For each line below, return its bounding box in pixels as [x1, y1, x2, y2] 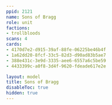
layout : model [6, 74, 41, 80]
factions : [6, 25, 30, 31]
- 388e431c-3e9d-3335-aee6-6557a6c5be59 [6, 57, 107, 63]
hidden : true [6, 90, 38, 96]
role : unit [6, 19, 33, 25]
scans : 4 [6, 36, 28, 42]
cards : [6, 42, 22, 48]
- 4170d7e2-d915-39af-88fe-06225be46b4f [6, 47, 107, 53]
